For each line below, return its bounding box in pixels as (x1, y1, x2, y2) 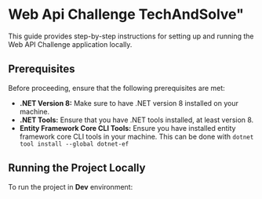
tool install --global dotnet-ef (19, 139, 129, 148)
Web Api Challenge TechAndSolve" (8, 5, 245, 24)
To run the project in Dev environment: (8, 182, 133, 191)
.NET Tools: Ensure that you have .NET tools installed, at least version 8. (19, 115, 254, 125)
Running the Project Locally (8, 161, 146, 175)
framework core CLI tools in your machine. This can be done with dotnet (19, 132, 254, 141)
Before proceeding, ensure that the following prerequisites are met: (8, 83, 225, 92)
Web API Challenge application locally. (8, 39, 133, 49)
